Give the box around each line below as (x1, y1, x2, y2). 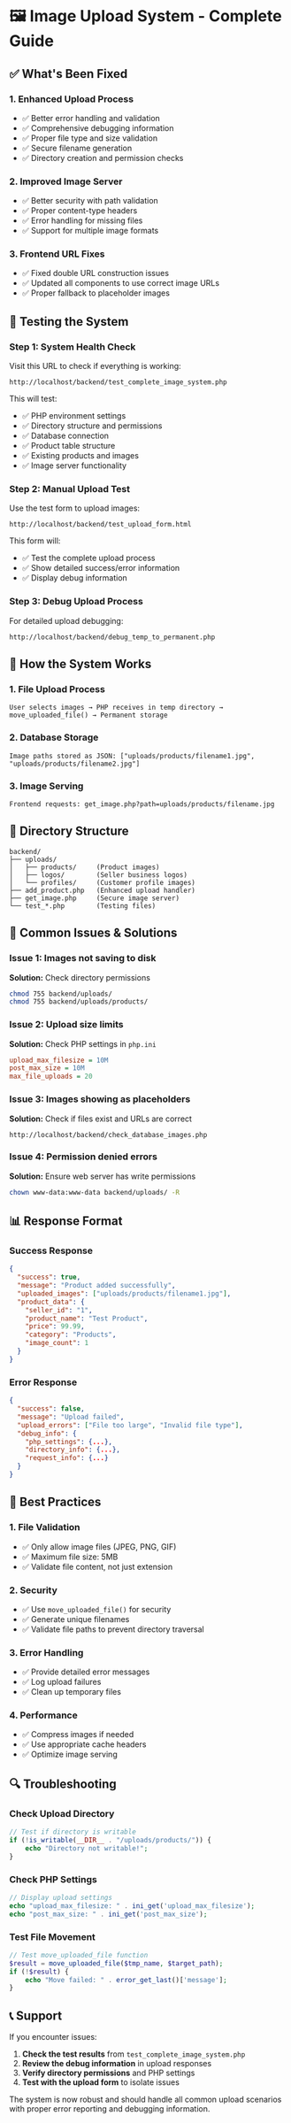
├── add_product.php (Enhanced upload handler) (9, 886, 196, 895)
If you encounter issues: (9, 2032, 97, 2042)
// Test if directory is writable (9, 1827, 137, 1836)
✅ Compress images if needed (21, 1729, 134, 1740)
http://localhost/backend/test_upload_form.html (9, 520, 192, 529)
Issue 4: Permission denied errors (9, 1150, 157, 1163)
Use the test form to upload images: (9, 503, 140, 513)
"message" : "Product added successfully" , (17, 1281, 176, 1290)
